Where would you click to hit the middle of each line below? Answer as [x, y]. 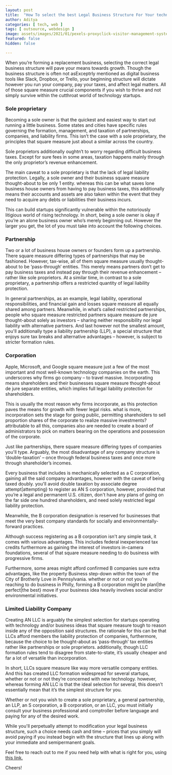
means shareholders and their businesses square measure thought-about [83, 383]
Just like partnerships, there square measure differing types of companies [84, 447]
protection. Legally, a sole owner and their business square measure [77, 178]
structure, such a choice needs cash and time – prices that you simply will [83, 731]
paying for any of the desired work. [42, 716]
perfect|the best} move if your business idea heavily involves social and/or [84, 590]
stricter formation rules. [30, 342]
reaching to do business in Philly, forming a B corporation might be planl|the [85, 584]
